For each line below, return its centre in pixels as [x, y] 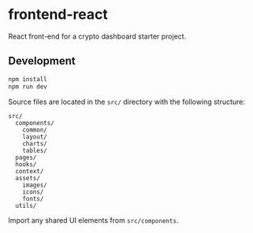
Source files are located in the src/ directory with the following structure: [127, 102]
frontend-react [58, 15]
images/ [35, 185]
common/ [35, 130]
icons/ [33, 192]
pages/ [26, 157]
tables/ [35, 150]
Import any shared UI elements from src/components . [93, 220]
